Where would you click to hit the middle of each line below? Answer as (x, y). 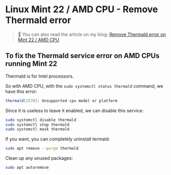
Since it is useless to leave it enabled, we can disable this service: (75, 110)
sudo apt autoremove (27, 168)
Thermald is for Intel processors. (40, 76)
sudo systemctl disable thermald (41, 120)
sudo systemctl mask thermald (38, 129)
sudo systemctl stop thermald (38, 124)
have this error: (21, 91)
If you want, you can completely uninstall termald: (58, 139)
